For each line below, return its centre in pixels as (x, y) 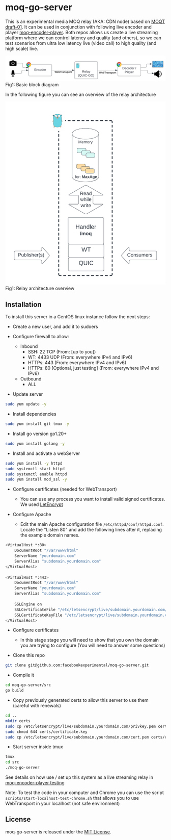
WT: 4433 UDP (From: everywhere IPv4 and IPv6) (80, 357)
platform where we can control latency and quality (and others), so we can (83, 38)
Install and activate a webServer (46, 453)
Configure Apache (32, 515)
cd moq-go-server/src (28, 685)
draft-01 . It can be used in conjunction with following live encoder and (78, 27)
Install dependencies (35, 414)
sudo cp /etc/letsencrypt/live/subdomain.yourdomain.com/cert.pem (77, 737)
